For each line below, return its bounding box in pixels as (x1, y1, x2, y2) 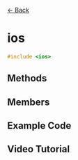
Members (7, 96, 50, 108)
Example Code (7, 120, 72, 131)
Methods (7, 72, 47, 84)
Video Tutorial (7, 143, 70, 155)
